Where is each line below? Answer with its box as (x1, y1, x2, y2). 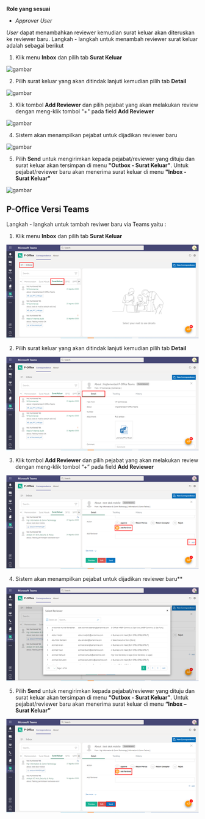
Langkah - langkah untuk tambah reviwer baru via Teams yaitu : (6, 220, 167, 228)
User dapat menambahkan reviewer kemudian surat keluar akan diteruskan (6, 29, 195, 36)
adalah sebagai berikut (6, 42, 64, 49)
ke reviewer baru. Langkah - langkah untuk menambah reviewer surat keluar (6, 36, 198, 42)
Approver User (15, 17, 52, 24)
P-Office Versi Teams (6, 204, 90, 215)
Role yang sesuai (6, 6, 51, 12)
